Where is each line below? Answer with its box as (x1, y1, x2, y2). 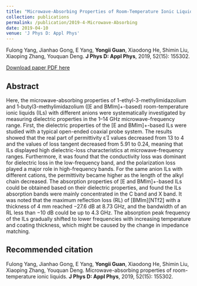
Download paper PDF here (6, 64, 70, 71)
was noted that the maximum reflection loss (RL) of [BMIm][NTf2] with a (6, 196, 181, 203)
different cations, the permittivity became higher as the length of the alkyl (6, 171, 184, 179)
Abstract (6, 81, 39, 91)
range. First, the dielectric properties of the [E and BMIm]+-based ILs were (6, 122, 187, 129)
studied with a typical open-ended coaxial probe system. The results (6, 127, 172, 135)
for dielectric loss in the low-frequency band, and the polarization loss (6, 159, 176, 166)
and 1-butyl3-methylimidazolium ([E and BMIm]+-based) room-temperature (6, 103, 189, 110)
